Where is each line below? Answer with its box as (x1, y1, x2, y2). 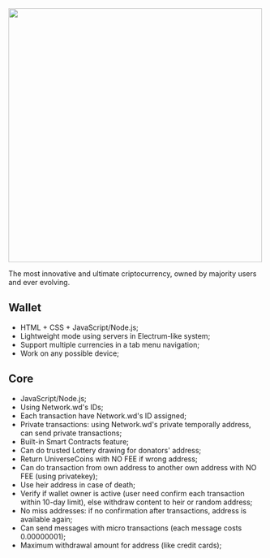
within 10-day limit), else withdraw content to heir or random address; (19, 497, 253, 507)
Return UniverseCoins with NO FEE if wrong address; (19, 454, 198, 464)
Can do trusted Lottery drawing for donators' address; (19, 445, 202, 455)
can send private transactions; (19, 428, 122, 438)
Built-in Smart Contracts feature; (19, 436, 130, 446)
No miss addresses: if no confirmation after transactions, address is (19, 505, 247, 515)
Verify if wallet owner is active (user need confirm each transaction (19, 488, 245, 498)
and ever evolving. (8, 278, 71, 287)
